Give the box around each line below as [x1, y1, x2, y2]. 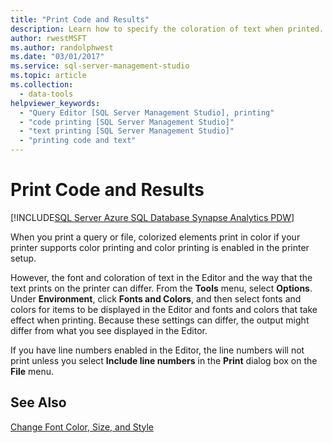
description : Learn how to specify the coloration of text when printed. [10, 24, 325, 34]
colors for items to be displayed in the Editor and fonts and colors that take [10, 303, 318, 315]
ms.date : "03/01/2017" [10, 52, 105, 62]
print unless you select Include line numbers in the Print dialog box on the [10, 354, 318, 366]
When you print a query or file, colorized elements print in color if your [10, 231, 301, 243]
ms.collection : [10, 80, 74, 90]
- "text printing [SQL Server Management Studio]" [19, 126, 235, 136]
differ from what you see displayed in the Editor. [10, 324, 208, 336]
